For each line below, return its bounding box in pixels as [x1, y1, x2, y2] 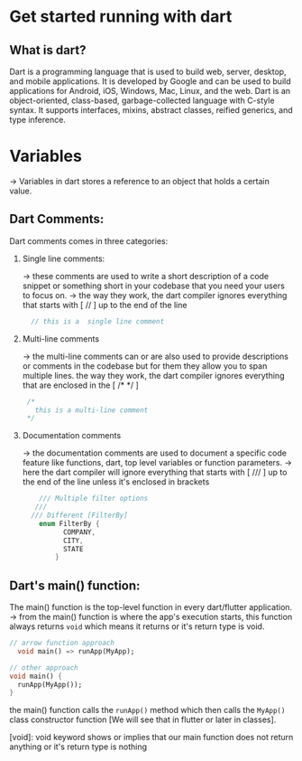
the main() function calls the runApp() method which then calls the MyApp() [9, 705, 286, 716]
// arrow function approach [9, 639, 115, 648]
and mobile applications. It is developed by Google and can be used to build [9, 76, 291, 87]
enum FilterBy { [39, 519, 100, 528]
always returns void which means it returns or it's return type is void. [9, 621, 265, 632]
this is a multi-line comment [34, 405, 149, 415]
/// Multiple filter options [39, 494, 149, 503]
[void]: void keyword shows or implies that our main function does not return [9, 732, 294, 743]
